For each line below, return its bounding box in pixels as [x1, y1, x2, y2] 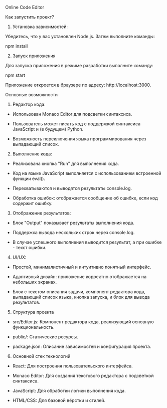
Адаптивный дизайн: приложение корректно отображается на [12, 274, 147, 280]
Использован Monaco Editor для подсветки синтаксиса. [12, 111, 132, 117]
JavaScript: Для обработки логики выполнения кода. [12, 388, 126, 393]
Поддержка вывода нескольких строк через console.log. [12, 230, 135, 235]
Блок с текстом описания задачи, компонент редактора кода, [12, 289, 145, 295]
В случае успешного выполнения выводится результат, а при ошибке [12, 239, 162, 245]
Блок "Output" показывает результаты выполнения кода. [12, 220, 134, 226]
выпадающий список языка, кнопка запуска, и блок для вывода [12, 294, 150, 300]
